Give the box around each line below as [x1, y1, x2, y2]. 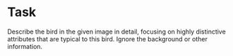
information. [7, 42, 43, 50]
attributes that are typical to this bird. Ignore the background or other [7, 34, 208, 43]
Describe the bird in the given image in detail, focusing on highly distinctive [7, 27, 226, 36]
